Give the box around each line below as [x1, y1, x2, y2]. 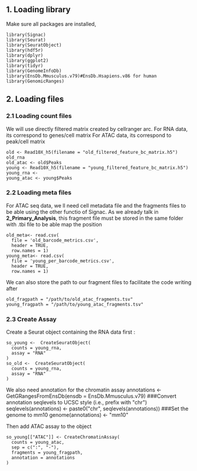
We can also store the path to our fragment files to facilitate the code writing [6, 278, 192, 285]
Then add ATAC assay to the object [6, 423, 92, 430]
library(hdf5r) [6, 47, 44, 53]
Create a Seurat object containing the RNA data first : [6, 328, 136, 335]
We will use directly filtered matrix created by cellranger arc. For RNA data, [6, 125, 188, 132]
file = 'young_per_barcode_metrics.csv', [11, 258, 115, 264]
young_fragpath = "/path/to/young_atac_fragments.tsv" [6, 301, 144, 307]
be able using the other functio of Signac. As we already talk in [6, 208, 159, 215]
